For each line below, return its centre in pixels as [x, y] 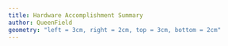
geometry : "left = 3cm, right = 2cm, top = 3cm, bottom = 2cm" [115, 30]
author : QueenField [40, 23]
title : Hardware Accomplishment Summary [76, 15]
